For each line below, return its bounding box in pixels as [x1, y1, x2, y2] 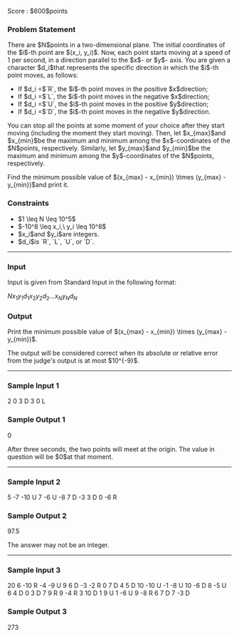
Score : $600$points [7, 7, 68, 15]
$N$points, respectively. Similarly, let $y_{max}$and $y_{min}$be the [7, 144, 211, 152]
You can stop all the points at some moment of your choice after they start [7, 121, 225, 130]
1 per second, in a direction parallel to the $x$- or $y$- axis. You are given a [7, 56, 231, 64]
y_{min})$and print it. [7, 180, 69, 189]
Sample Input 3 [7, 565, 61, 575]
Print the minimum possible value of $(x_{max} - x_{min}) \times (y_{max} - [7, 327, 228, 336]
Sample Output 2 [7, 510, 67, 520]
